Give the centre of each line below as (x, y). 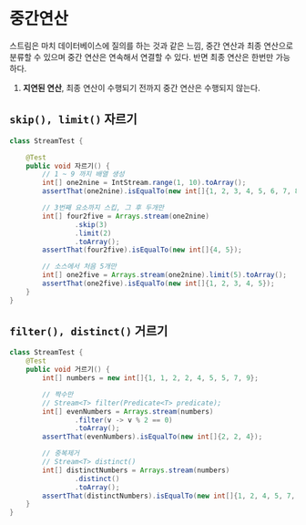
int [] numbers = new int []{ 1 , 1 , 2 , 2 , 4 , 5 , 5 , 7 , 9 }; (151, 378)
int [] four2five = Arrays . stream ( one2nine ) (126, 216)
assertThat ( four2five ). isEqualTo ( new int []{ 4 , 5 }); (143, 250)
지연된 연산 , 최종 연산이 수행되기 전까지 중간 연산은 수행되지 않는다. (142, 87)
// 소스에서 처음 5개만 (79, 267)
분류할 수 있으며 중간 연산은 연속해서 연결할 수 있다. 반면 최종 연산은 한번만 (142, 57)
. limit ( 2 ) (93, 233)
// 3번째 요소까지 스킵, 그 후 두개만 (103, 208)
